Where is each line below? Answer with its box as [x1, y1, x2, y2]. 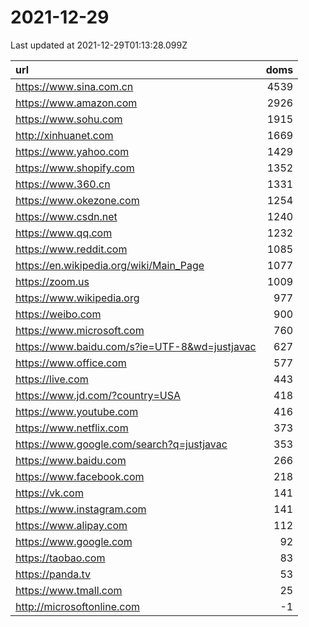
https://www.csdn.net [15, 209, 118, 223]
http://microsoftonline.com [15, 599, 141, 613]
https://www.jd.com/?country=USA [15, 388, 181, 402]
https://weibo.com [15, 307, 102, 321]
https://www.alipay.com [15, 518, 128, 532]
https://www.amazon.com [15, 96, 138, 110]
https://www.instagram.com [15, 502, 147, 516]
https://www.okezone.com [15, 193, 140, 207]
